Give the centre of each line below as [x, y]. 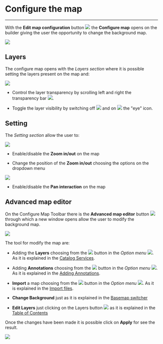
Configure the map [44, 9]
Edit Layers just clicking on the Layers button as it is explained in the [84, 308]
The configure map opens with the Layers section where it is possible [75, 68]
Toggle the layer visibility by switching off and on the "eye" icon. [82, 108]
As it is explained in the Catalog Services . [54, 258]
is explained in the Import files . [43, 288]
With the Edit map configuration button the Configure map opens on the [81, 27]
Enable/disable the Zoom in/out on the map [56, 153]
